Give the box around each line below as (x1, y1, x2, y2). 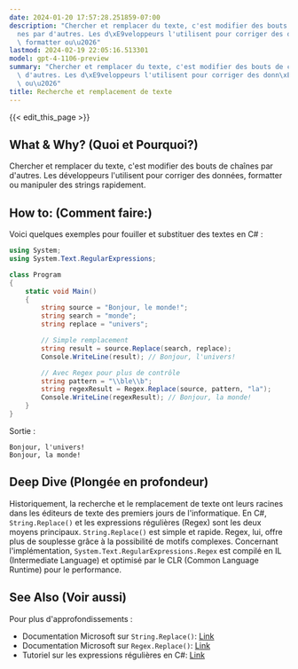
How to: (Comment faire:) (9, 205, 153, 220)
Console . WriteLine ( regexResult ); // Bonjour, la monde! (41, 393, 252, 402)
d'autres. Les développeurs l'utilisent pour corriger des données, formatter (9, 170, 283, 181)
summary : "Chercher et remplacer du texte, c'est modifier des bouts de (9, 63, 284, 72)
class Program (9, 270, 62, 279)
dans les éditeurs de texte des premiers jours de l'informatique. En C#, (9, 508, 268, 518)
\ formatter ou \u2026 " (17, 37, 101, 47)
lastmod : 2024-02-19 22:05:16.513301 (9, 46, 149, 55)
